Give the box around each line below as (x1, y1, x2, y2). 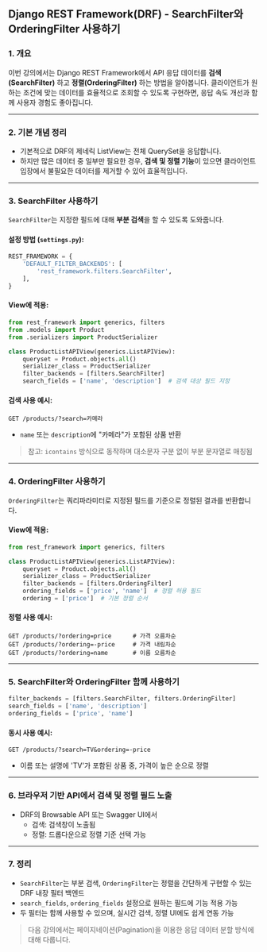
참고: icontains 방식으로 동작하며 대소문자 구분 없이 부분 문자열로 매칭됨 (27, 447, 253, 457)
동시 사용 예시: (8, 727, 53, 737)
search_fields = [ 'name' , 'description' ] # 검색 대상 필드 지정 (22, 377, 230, 385)
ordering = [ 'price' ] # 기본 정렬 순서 (22, 595, 149, 603)
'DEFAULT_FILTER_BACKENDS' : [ (22, 260, 123, 268)
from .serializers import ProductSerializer (8, 333, 158, 341)
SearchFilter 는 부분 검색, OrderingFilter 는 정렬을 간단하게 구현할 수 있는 (19, 878, 253, 888)
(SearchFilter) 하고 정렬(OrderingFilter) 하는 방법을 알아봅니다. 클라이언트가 (8, 78, 250, 87)
